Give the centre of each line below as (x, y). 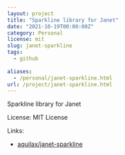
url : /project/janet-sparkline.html (60, 84)
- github (26, 59)
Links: (16, 131)
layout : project (30, 13)
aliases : (20, 71)
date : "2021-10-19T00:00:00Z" (51, 26)
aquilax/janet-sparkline (50, 144)
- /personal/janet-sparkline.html (63, 78)
